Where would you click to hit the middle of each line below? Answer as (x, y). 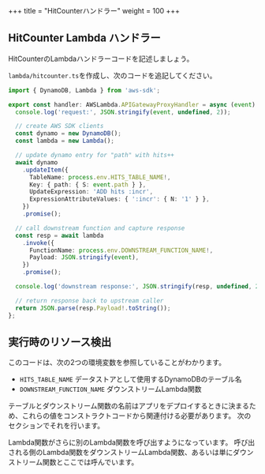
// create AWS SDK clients (60, 126)
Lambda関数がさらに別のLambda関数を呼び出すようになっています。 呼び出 (131, 442)
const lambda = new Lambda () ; (65, 141)
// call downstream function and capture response (100, 228)
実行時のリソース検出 (60, 342)
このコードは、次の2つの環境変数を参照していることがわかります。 (117, 363)
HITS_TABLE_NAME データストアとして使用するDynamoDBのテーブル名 (131, 379)
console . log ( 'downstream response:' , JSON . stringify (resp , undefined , (134, 287)
